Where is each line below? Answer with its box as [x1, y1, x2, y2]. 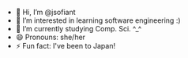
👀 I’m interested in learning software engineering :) [15, 16, 181, 25]
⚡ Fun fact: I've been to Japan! [15, 42, 116, 50]
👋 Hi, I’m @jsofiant [15, 8, 76, 16]
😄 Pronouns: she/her [15, 32, 85, 42]
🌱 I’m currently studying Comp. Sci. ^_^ [15, 24, 142, 33]
